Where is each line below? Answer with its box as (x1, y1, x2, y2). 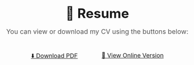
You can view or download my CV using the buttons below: (6, 27, 189, 35)
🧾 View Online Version (101, 51, 164, 60)
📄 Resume (65, 5, 130, 21)
